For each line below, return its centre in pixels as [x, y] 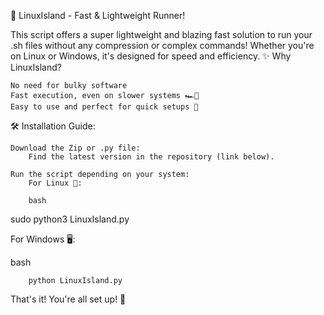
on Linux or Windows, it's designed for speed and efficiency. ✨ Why [151, 56]
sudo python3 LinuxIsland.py [70, 219]
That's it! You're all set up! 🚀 [68, 299]
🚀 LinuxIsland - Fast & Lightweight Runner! [98, 15]
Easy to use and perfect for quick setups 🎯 [104, 107]
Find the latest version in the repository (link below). [151, 157]
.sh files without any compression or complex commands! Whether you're [162, 45]
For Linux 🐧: [55, 183]
